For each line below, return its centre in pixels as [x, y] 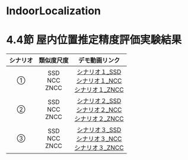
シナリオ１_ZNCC [99, 90]
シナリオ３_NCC [99, 139]
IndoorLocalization [54, 11]
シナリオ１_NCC [99, 81]
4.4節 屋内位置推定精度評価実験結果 [94, 40]
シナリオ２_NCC [99, 110]
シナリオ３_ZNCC [99, 148]
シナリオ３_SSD [99, 130]
